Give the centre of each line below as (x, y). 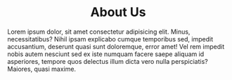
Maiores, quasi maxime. (41, 69)
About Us (118, 12)
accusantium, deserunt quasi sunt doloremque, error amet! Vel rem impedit (116, 46)
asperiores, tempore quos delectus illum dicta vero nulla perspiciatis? (108, 61)
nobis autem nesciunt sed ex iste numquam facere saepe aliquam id (106, 54)
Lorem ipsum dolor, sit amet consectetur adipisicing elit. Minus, (99, 32)
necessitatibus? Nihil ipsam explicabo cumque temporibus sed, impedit (110, 39)
